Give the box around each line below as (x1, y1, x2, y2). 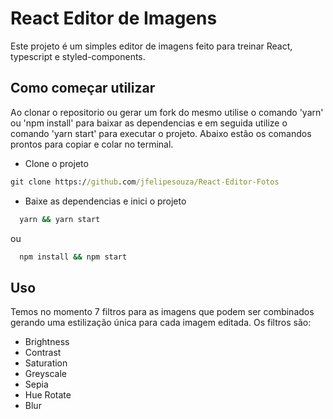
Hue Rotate (24, 389, 72, 401)
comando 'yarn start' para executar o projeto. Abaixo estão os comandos (10, 127, 312, 139)
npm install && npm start (19, 252, 128, 262)
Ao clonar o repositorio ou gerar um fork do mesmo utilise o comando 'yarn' (10, 106, 324, 118)
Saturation (24, 357, 68, 369)
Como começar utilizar (10, 80, 156, 97)
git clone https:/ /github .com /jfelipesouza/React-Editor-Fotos (10, 177, 280, 187)
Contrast (24, 347, 62, 359)
